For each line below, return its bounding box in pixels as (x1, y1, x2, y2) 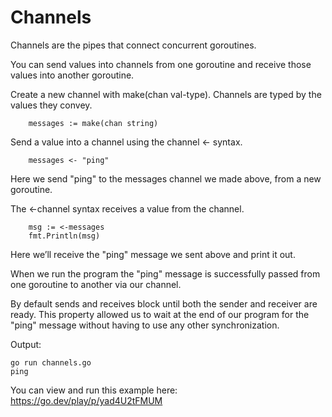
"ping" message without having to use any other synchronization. (10, 319, 280, 331)
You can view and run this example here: (10, 384, 178, 396)
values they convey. (10, 99, 93, 111)
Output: (10, 338, 42, 350)
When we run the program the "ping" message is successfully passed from (10, 267, 321, 280)
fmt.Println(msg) (28, 231, 101, 241)
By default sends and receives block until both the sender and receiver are (10, 297, 318, 310)
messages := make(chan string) (28, 118, 159, 128)
